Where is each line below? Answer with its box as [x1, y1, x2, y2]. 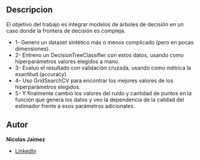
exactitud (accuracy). [14, 70, 68, 77]
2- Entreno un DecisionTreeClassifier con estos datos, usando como [14, 51, 184, 59]
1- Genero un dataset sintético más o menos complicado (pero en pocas [14, 38, 194, 46]
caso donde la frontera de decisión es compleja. [6, 27, 126, 34]
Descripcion [6, 5, 53, 15]
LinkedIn [14, 147, 37, 155]
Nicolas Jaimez [6, 135, 46, 143]
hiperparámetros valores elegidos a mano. [14, 58, 120, 65]
